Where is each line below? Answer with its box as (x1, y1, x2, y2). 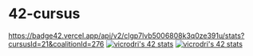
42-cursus (8, 5, 81, 23)
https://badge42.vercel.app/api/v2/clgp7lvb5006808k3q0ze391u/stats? (8, 31, 245, 40)
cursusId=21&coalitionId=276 (8, 39, 105, 48)
